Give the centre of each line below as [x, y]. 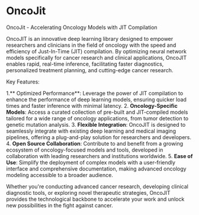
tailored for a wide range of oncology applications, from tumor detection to [97, 118]
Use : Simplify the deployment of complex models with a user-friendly [91, 162]
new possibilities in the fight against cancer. [60, 205]
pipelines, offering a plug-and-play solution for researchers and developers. [99, 137]
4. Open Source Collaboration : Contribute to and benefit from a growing [95, 143]
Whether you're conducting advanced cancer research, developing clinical [97, 186]
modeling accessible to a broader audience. [60, 175]
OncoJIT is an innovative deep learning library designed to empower [90, 38]
